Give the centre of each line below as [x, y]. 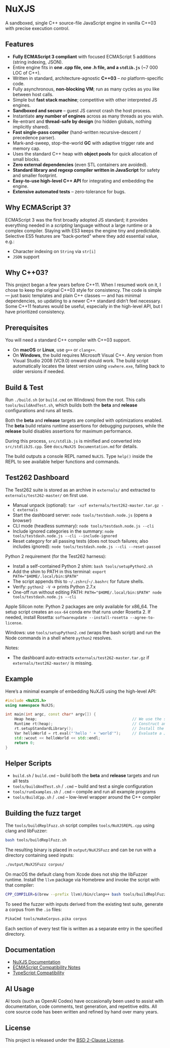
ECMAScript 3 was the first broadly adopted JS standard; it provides [77, 220]
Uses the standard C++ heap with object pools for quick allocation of [85, 153]
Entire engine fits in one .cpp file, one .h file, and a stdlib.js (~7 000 [85, 67]
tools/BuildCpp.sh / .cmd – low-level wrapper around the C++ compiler [87, 797]
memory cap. [26, 148]
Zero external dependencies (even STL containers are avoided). [80, 164]
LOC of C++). [27, 73]
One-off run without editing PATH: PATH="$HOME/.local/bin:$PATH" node [87, 592]
